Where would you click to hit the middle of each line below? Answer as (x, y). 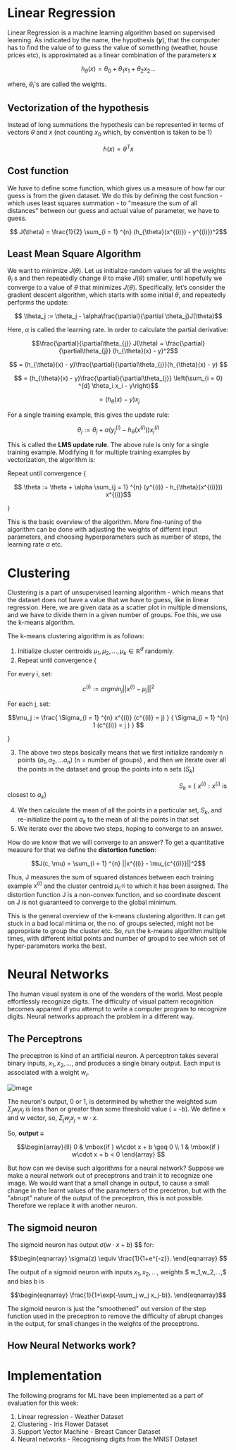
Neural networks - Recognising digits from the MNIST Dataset (107, 1439)
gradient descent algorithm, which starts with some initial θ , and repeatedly (117, 295)
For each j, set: (29, 704)
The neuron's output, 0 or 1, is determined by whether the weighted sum (112, 1101)
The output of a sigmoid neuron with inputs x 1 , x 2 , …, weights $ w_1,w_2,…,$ (117, 1273)
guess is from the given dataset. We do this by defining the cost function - (115, 195)
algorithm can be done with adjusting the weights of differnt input (102, 530)
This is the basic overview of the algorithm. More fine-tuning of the (105, 522)
